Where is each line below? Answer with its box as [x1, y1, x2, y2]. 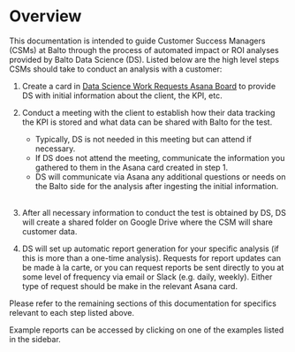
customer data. [21, 226, 78, 236]
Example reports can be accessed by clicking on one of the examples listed [9, 325, 284, 335]
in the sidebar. [9, 333, 62, 344]
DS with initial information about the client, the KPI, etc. [21, 90, 223, 101]
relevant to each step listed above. [9, 307, 135, 318]
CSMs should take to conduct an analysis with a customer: [9, 64, 223, 74]
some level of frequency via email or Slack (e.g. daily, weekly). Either [21, 272, 273, 282]
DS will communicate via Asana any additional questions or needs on [34, 171, 286, 182]
